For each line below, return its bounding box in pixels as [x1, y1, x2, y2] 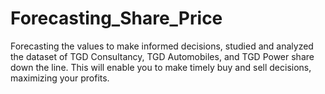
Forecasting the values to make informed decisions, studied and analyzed [10, 40, 314, 52]
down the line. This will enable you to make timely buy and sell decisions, [10, 61, 312, 73]
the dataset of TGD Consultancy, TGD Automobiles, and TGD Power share [10, 50, 315, 62]
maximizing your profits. [10, 72, 110, 84]
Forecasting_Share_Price [10, 7, 223, 30]
